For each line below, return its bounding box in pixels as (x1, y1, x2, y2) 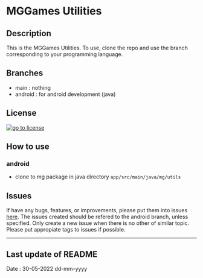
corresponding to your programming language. (6, 51, 123, 58)
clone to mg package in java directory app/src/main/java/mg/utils (14, 173, 181, 180)
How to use (6, 142, 50, 152)
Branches (6, 68, 43, 78)
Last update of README (6, 249, 98, 259)
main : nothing (14, 84, 51, 91)
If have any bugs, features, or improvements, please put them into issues (6, 207, 188, 214)
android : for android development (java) (14, 90, 116, 98)
